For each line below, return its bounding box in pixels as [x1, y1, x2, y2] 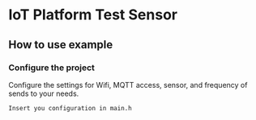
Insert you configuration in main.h [8, 104, 132, 112]
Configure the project [8, 62, 96, 73]
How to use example [8, 38, 113, 52]
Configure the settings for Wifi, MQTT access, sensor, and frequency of [8, 80, 248, 89]
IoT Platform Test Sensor [8, 6, 178, 24]
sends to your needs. [8, 89, 79, 98]
